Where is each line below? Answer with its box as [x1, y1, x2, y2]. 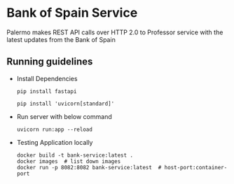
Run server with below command [16, 112, 113, 120]
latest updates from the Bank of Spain [6, 35, 116, 43]
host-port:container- [164, 164, 228, 171]
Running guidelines [6, 56, 93, 68]
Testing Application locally [16, 138, 93, 146]
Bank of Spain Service [6, 5, 138, 21]
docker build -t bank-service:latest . [16, 152, 134, 159]
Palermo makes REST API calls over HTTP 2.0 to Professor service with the [6, 28, 223, 36]
